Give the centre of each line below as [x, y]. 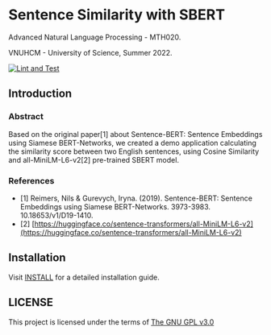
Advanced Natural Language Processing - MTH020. [95, 37]
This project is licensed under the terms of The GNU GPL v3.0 [111, 322]
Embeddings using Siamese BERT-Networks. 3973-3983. [115, 206]
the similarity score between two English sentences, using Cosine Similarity [134, 151]
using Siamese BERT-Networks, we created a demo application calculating [132, 143]
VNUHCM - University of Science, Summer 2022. [90, 52]
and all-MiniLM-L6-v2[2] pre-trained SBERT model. [94, 159]
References [31, 180]
